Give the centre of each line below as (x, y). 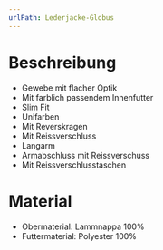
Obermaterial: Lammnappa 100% (83, 226)
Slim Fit (35, 107)
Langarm (38, 145)
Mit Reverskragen (54, 126)
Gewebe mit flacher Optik (69, 88)
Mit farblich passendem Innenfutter (87, 97)
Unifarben (40, 116)
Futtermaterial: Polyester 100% (79, 236)
